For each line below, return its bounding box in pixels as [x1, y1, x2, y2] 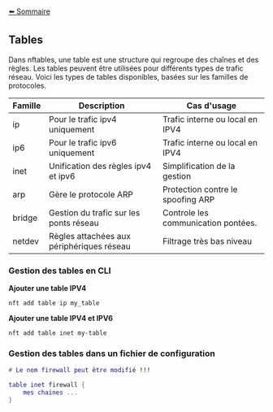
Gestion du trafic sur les [48, 206, 141, 218]
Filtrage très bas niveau [162, 235, 253, 246]
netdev [12, 235, 39, 246]
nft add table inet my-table [8, 329, 107, 337]
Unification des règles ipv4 [48, 160, 152, 171]
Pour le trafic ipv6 [48, 137, 117, 148]
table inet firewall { [8, 381, 85, 389]
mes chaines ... [23, 388, 79, 397]
